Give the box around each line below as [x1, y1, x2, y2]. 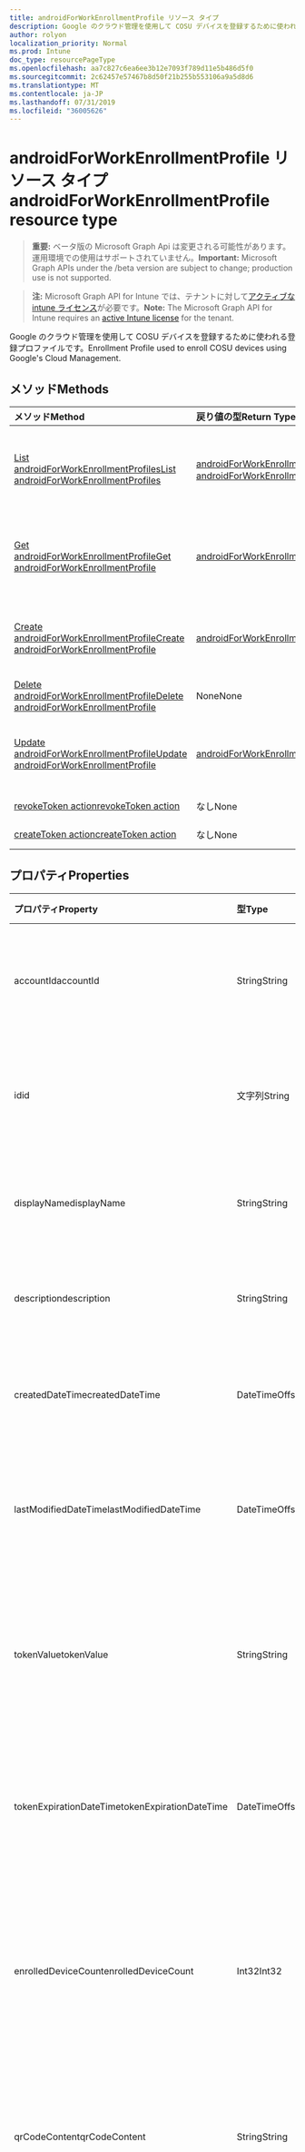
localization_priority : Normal [9, 38, 128, 48]
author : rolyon [9, 30, 67, 39]
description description [14, 1292, 111, 1304]
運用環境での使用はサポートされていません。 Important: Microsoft [31, 252, 278, 263]
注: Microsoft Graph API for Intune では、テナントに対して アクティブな [31, 291, 296, 302]
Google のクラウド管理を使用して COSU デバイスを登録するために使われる [9, 331, 288, 342]
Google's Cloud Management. [9, 353, 122, 364]
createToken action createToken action [14, 828, 177, 840]
